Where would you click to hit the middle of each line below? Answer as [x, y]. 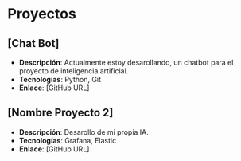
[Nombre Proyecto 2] [60, 113]
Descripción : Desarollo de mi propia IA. [84, 132]
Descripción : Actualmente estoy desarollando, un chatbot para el [126, 62]
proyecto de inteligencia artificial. [74, 71]
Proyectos [42, 14]
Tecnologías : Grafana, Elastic [68, 140]
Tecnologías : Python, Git [60, 79]
